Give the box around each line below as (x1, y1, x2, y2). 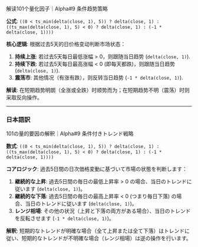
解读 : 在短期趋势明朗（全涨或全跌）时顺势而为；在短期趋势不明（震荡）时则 (6, 87, 190, 93)
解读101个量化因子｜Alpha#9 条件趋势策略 (6, 5, 108, 12)
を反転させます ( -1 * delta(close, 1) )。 (14, 215, 115, 222)
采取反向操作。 (6, 94, 42, 101)
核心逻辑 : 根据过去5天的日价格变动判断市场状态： (6, 41, 126, 47)
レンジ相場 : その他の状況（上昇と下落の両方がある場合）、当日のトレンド (14, 208, 191, 215)
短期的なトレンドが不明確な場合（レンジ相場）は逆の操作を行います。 (21, 235, 192, 242)
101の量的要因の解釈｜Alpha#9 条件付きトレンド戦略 (6, 130, 134, 137)
